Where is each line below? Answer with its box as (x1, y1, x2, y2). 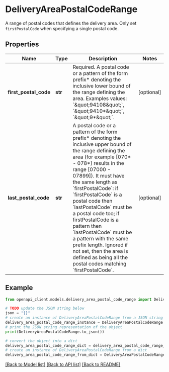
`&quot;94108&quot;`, (72, 101, 125, 108)
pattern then (72, 222, 102, 229)
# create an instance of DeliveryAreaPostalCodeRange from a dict (5, 348, 147, 353)
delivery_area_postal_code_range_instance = (5, 320, 100, 325)
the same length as (72, 178, 118, 185)
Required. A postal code (72, 63, 129, 70)
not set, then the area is (72, 247, 128, 254)
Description (89, 55, 117, 62)
